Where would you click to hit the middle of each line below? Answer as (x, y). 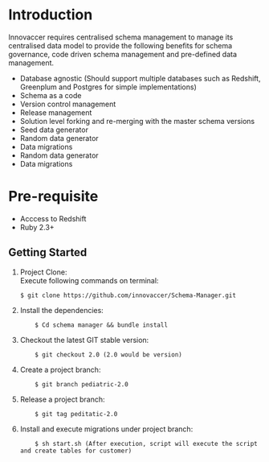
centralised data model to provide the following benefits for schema (120, 45)
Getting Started (48, 252)
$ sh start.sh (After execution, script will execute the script (147, 443)
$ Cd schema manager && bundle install (102, 325)
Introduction (51, 15)
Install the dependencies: (62, 310)
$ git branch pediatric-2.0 (82, 384)
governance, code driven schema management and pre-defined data (123, 54)
